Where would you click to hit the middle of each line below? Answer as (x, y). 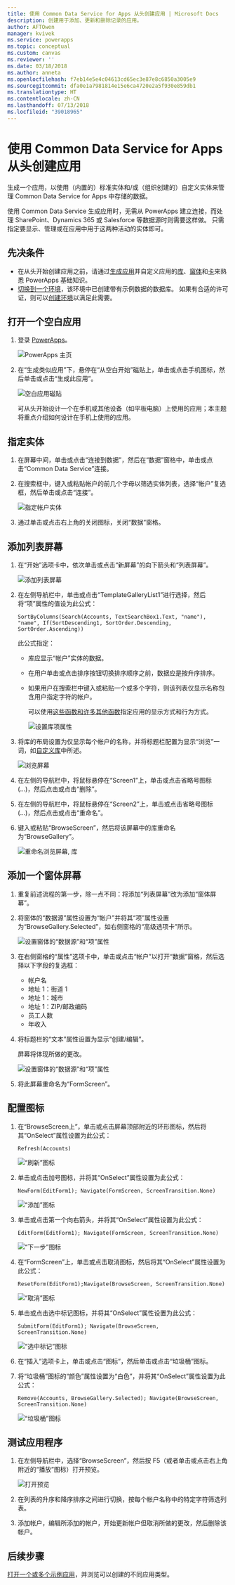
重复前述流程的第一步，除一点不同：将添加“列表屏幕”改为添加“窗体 (114, 894)
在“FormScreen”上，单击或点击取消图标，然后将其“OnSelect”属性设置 (118, 1262)
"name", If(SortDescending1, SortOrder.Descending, (94, 623)
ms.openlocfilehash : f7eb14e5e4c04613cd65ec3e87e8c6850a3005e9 (102, 79)
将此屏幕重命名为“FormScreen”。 (66, 1084)
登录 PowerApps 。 (44, 340)
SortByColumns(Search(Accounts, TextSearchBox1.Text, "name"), (112, 617)
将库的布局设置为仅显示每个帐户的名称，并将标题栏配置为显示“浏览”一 (119, 741)
